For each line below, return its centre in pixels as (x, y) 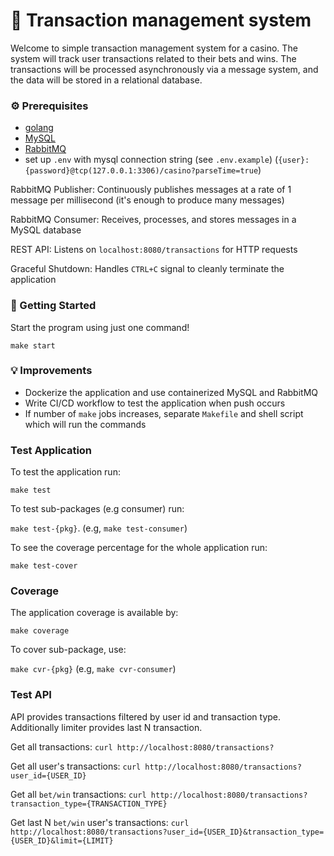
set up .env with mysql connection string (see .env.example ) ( (151, 160)
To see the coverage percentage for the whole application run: (139, 548)
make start (33, 345)
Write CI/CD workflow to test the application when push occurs (155, 403)
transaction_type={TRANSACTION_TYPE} (89, 804)
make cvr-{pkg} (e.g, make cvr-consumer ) (93, 669)
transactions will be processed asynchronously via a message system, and (164, 69)
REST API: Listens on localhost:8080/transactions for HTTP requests (154, 250)
